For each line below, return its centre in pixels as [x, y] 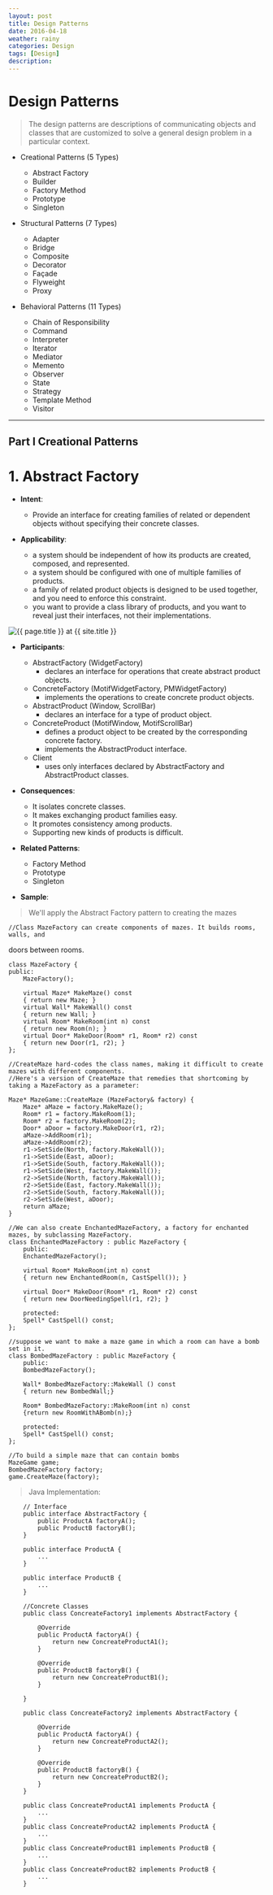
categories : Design [41, 46]
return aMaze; [47, 1207]
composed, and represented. [81, 564]
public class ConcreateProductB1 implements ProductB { [120, 1849]
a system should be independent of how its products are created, [142, 555]
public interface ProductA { [72, 1549]
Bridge [43, 247]
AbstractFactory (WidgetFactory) [88, 663]
